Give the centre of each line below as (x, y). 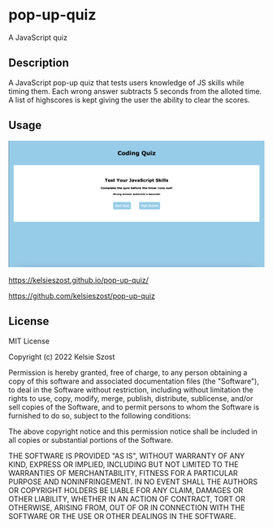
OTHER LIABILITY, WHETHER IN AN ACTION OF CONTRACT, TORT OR (127, 499)
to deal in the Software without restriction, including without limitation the (131, 390)
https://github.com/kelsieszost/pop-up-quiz (82, 296)
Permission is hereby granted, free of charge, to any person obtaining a (128, 372)
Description (39, 63)
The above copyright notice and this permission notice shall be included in (133, 431)
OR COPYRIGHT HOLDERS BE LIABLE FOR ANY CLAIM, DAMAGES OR (126, 490)
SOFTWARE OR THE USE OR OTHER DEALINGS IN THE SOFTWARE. (122, 516)
